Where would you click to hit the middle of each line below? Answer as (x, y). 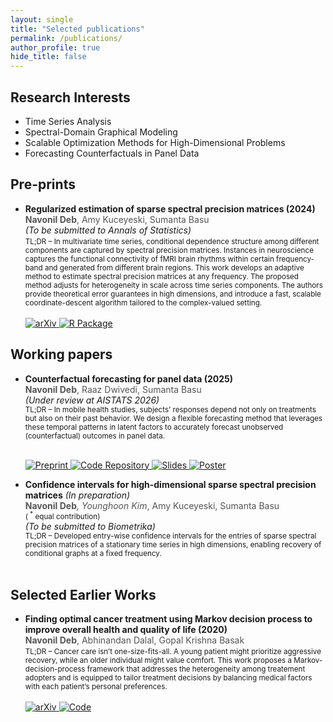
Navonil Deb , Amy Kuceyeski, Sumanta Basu (117, 219)
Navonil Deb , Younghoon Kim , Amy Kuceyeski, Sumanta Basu (152, 505)
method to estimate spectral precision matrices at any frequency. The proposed (161, 276)
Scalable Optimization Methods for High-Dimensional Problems (155, 142)
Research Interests (70, 97)
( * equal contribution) (62, 516)
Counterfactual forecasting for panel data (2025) (128, 378)
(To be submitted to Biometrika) (90, 527)
